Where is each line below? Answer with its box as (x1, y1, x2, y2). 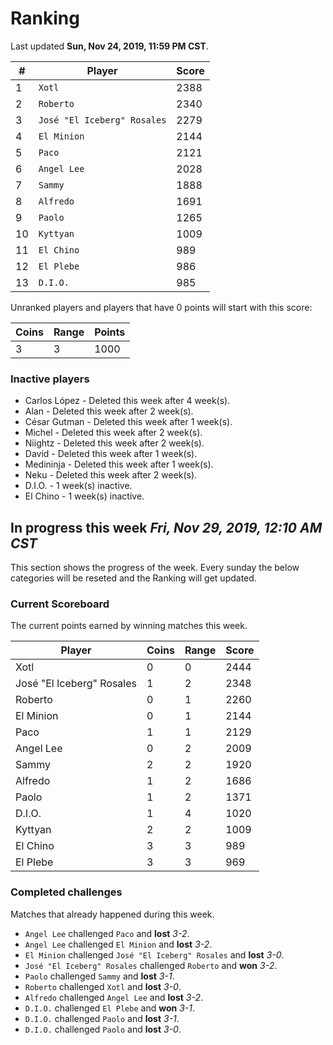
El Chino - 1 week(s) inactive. (24, 490, 145, 502)
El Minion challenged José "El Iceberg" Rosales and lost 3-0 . (24, 948, 285, 961)
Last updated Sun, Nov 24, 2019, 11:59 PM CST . (10, 40, 209, 52)
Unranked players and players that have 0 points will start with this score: (10, 301, 313, 313)
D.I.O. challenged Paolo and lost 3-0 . (24, 1023, 182, 1035)
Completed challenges (10, 885, 123, 899)
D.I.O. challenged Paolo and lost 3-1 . (24, 1012, 180, 1024)
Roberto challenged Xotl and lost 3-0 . (24, 980, 182, 992)
